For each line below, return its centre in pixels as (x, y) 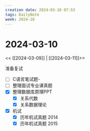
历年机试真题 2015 (39, 123)
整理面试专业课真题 (32, 86)
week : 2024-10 (20, 19)
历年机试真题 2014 (39, 117)
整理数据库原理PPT (32, 92)
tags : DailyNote (22, 15)
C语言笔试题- (26, 79)
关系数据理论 (33, 104)
